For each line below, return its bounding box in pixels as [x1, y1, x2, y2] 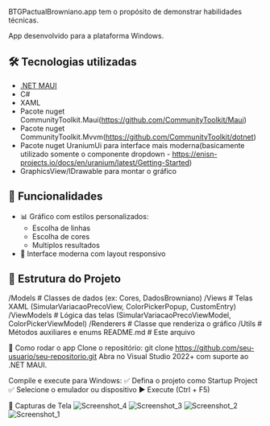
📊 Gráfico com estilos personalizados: [19, 211, 149, 221]
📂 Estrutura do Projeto [8, 272, 121, 286]
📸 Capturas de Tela [8, 401, 73, 411]
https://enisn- [172, 149, 218, 159]
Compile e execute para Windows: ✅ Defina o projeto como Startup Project [8, 376, 258, 386]
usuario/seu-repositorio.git [8, 352, 98, 362]
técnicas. [8, 15, 39, 25]
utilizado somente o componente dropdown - [19, 149, 171, 159]
